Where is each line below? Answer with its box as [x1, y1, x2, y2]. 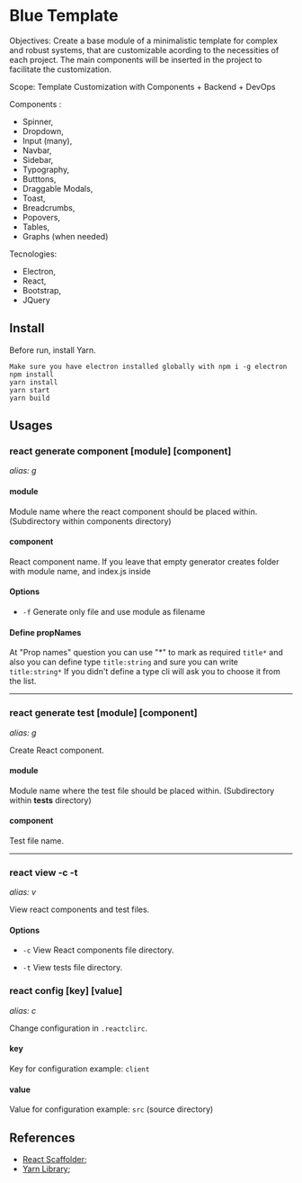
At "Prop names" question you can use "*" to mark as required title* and [9, 647, 283, 658]
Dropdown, [22, 125, 65, 136]
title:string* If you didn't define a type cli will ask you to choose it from [9, 666, 280, 677]
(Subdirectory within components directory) [9, 515, 173, 527]
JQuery [22, 294, 51, 305]
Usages [9, 418, 53, 433]
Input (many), [22, 135, 73, 146]
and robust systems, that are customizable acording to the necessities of [9, 44, 280, 55]
